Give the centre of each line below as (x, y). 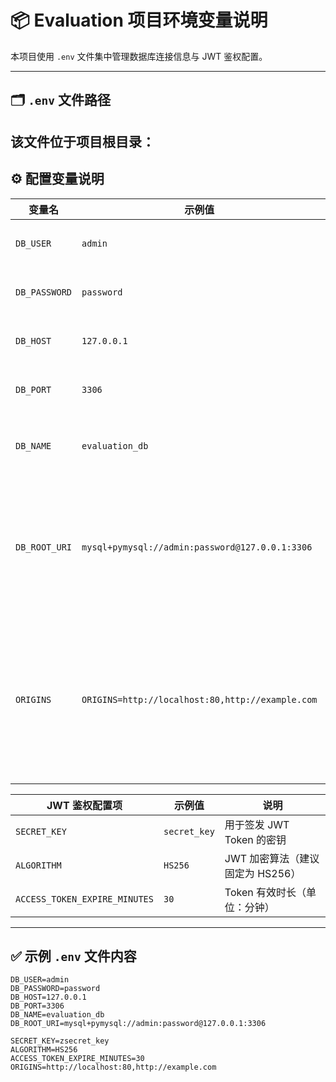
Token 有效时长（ (265, 892)
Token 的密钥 (255, 839)
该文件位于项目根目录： (82, 141)
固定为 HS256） (263, 873)
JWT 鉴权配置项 (84, 805)
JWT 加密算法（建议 (272, 858)
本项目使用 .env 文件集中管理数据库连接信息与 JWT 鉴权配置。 (139, 56)
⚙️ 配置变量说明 (57, 179)
